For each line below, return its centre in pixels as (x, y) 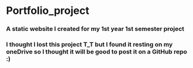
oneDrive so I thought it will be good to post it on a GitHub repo (96, 52)
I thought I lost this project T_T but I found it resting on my (89, 45)
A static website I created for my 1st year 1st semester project (95, 29)
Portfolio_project (48, 11)
